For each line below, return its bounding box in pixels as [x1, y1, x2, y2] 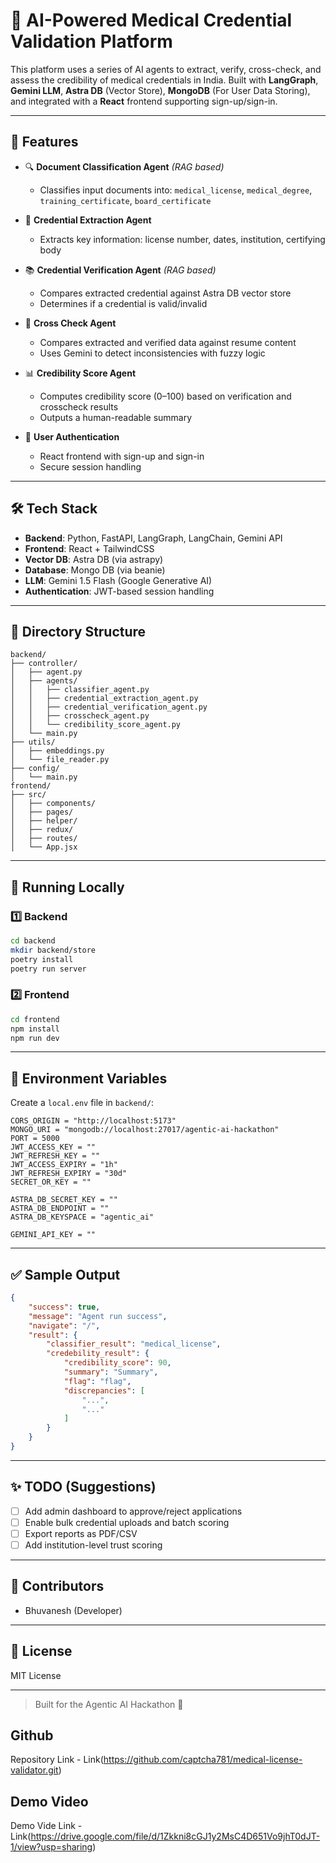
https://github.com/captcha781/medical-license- [103, 1754, 303, 1766]
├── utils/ [10, 737, 56, 748]
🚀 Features [10, 134, 79, 151]
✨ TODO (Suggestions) [10, 1479, 157, 1496]
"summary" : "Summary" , [63, 1367, 159, 1378]
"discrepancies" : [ [63, 1385, 145, 1396]
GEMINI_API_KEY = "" [10, 1230, 97, 1240]
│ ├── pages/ [10, 807, 74, 818]
